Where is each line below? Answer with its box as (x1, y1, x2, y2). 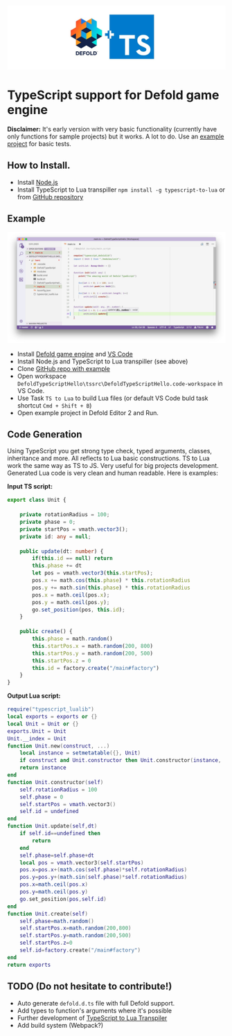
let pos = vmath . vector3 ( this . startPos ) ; (32, 570, 154, 576)
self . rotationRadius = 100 (19, 786, 98, 793)
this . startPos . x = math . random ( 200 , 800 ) (32, 642, 154, 649)
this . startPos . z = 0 (32, 657, 91, 664)
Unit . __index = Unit (7, 735, 67, 742)
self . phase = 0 (19, 793, 64, 801)
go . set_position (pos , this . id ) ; (32, 606, 126, 613)
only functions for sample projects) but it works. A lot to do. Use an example (7, 132, 224, 140)
